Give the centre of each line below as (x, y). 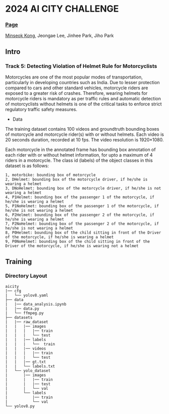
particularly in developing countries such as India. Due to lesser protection (82, 83)
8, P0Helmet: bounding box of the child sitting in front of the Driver (83, 233)
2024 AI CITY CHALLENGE (62, 9)
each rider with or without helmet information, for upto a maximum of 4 (79, 155)
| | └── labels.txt (30, 366)
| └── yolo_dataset (28, 370)
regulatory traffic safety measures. (41, 109)
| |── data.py (22, 309)
